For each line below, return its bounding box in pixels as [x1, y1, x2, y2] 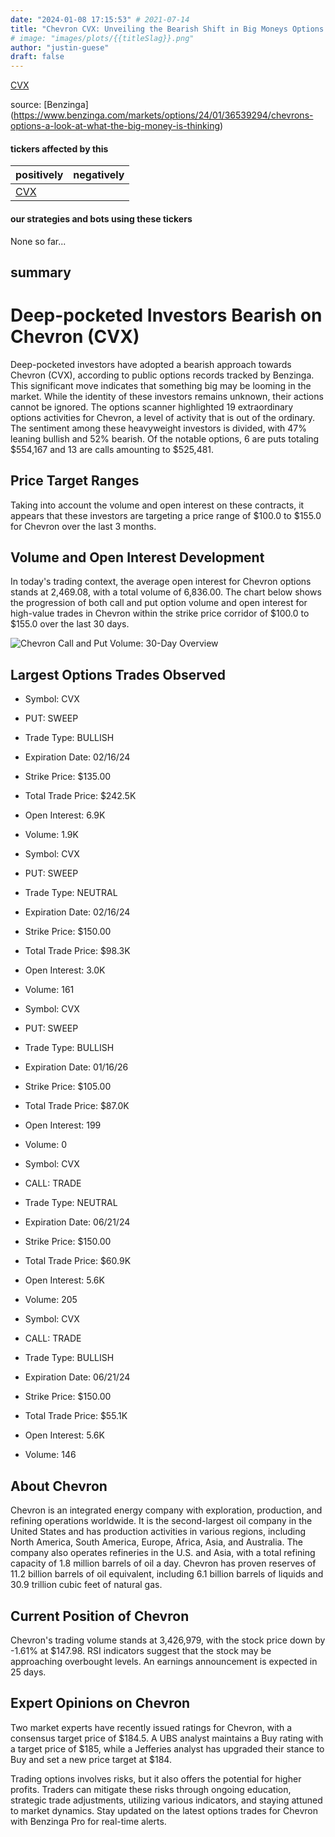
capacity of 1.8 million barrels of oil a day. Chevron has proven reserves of [10, 1557, 317, 1570]
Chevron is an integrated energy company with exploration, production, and [10, 1504, 323, 1516]
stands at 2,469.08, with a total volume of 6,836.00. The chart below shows [10, 586, 322, 598]
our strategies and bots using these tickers [10, 212, 193, 225]
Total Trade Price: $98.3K [24, 945, 131, 957]
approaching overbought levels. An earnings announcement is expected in [10, 1655, 318, 1667]
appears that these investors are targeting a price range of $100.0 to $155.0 [10, 509, 322, 521]
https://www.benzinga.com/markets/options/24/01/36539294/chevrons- [13, 109, 314, 121]
